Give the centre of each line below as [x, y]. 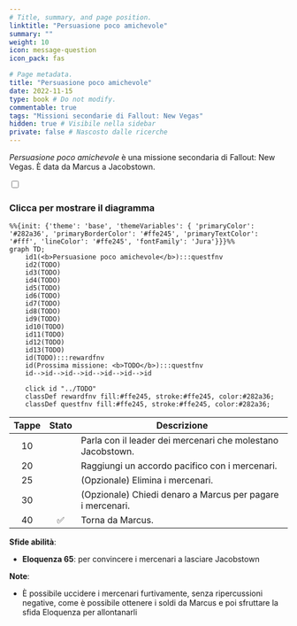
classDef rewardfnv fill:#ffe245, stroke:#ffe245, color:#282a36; [150, 397]
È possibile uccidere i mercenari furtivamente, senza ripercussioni [142, 593]
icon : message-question [53, 50]
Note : [19, 576]
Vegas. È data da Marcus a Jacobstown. [83, 166]
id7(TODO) [43, 304]
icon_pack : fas [37, 58]
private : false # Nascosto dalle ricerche [88, 132]
